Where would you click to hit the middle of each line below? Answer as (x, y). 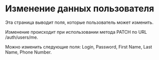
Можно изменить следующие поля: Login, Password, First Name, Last (79, 47)
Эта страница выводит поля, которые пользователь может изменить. (79, 22)
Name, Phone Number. (29, 52)
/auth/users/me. (22, 37)
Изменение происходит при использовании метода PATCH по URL (76, 32)
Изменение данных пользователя (80, 9)
